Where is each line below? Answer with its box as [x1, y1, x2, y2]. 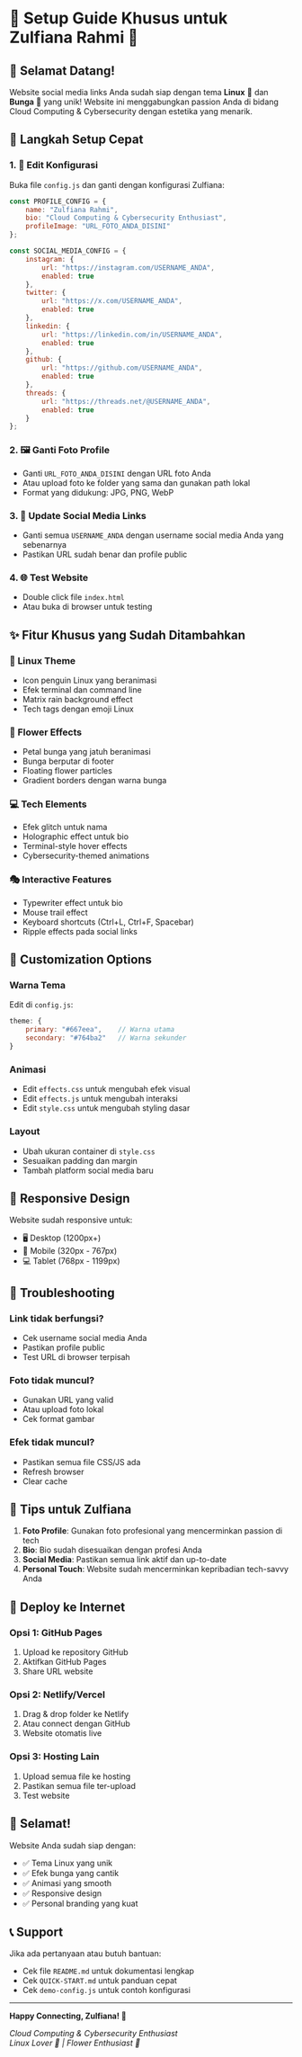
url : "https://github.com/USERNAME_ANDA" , [41, 363, 203, 372]
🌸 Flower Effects [9, 726, 83, 738]
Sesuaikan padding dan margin [22, 1155, 138, 1166]
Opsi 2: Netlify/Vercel [9, 1688, 106, 1701]
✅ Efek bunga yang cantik [22, 1867, 120, 1878]
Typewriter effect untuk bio [22, 897, 124, 908]
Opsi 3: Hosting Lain [9, 1750, 100, 1763]
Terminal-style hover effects [22, 841, 128, 852]
